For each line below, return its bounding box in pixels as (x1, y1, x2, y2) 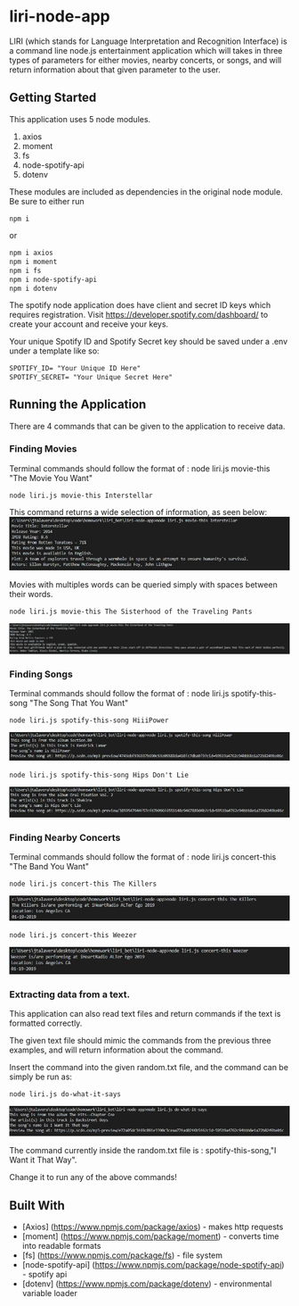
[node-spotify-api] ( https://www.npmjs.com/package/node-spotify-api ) (21, 1260, 285, 1270)
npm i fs (9, 266, 42, 275)
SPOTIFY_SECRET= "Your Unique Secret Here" (9, 372, 174, 381)
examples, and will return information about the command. (9, 1044, 224, 1055)
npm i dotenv (9, 284, 58, 293)
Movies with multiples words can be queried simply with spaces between (9, 579, 278, 590)
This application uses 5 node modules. (9, 113, 151, 124)
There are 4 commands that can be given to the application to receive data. (9, 420, 286, 431)
